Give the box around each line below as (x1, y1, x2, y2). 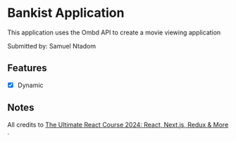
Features (7, 62, 47, 75)
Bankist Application (7, 5, 125, 21)
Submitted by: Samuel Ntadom (7, 41, 97, 50)
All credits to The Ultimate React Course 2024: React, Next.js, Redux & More (7, 120, 229, 129)
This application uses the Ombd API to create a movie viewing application (7, 28, 221, 37)
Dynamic (17, 81, 44, 89)
